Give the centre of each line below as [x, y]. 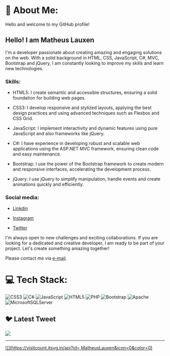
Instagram [23, 218]
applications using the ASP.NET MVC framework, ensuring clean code [86, 149]
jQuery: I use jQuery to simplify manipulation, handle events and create [87, 179]
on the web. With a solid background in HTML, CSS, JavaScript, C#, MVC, [82, 58]
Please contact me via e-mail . [36, 258]
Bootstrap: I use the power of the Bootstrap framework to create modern [88, 164]
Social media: [22, 197]
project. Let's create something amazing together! [57, 248]
